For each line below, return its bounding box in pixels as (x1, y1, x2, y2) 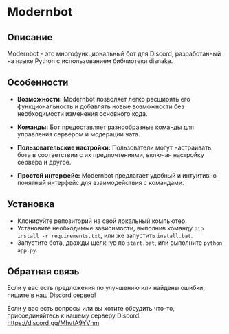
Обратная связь (7, 265, 80, 278)
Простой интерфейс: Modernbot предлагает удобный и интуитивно (17, 171, 217, 179)
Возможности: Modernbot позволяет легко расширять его (17, 95, 190, 103)
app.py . (17, 246, 38, 254)
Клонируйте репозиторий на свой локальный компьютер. (17, 217, 187, 225)
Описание (7, 32, 53, 43)
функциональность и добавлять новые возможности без (17, 102, 184, 110)
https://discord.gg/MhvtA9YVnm (7, 319, 100, 327)
